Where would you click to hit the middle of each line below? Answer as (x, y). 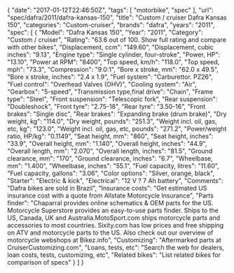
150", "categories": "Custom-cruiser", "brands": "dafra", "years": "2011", (111, 25)
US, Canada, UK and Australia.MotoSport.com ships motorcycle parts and (114, 218)
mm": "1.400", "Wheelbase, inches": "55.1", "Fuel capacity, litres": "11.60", (113, 166)
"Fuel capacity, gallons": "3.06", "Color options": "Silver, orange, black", (111, 173)
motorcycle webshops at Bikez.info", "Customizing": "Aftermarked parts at (115, 240)
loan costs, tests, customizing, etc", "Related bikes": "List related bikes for (114, 255)
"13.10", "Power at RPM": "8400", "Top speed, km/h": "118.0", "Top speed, (113, 62)
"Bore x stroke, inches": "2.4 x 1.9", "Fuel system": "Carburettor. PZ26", (110, 77)
